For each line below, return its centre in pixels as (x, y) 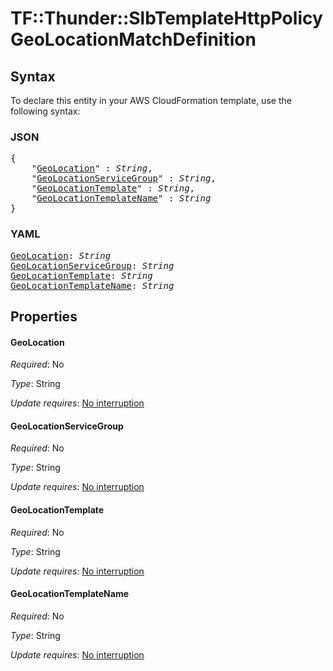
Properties (44, 316)
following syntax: (45, 111)
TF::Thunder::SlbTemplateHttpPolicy (166, 18)
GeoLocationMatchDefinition (133, 39)
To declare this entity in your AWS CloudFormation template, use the (151, 100)
